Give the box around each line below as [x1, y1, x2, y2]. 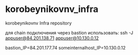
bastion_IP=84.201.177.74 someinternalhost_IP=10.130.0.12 [5, 44, 126, 50]
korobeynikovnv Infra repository [5, 20, 72, 26]
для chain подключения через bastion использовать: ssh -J [5, 29, 133, 35]
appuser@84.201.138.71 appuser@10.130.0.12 [5, 35, 99, 41]
